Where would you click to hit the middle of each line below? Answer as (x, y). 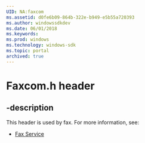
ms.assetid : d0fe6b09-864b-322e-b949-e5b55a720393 (70, 17)
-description (30, 108)
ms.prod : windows (28, 39)
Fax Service (30, 134)
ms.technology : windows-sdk (41, 45)
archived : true (25, 56)
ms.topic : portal (28, 51)
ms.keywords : (22, 34)
